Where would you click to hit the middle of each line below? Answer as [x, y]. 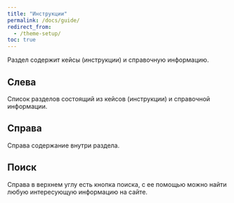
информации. [27, 106]
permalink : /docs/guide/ [44, 20]
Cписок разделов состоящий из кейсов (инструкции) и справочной [109, 98]
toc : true [22, 40]
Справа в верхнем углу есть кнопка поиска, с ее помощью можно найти [117, 184]
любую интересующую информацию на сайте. [77, 192]
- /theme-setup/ [37, 33]
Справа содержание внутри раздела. [64, 145]
